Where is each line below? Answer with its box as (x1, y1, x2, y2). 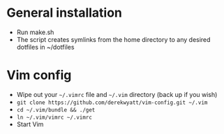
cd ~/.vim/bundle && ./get (16, 106, 96, 113)
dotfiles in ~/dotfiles (16, 43, 75, 51)
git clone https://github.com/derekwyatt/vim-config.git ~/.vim (16, 99, 208, 106)
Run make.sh (16, 28, 54, 36)
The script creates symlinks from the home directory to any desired (16, 35, 211, 43)
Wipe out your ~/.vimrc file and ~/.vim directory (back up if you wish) (16, 90, 218, 98)
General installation (6, 5, 123, 21)
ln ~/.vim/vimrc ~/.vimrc (16, 114, 92, 121)
